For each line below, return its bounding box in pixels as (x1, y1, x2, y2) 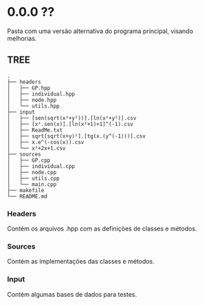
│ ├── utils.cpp (7, 175, 60, 182)
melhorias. (7, 34, 37, 42)
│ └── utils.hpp (7, 103, 60, 109)
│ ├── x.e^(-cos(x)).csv (7, 138, 84, 145)
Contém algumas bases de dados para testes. (7, 290, 137, 298)
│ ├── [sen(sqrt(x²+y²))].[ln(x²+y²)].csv (7, 114, 137, 121)
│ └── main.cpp (7, 180, 57, 188)
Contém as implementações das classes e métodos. (7, 257, 155, 266)
